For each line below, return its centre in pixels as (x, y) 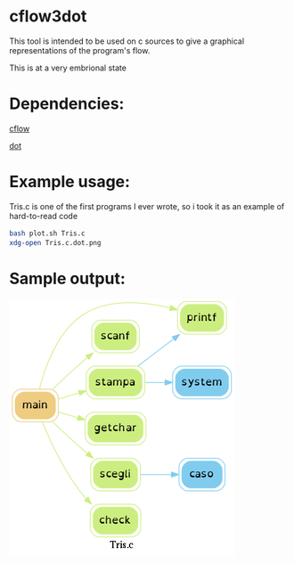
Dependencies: (67, 104)
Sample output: (68, 278)
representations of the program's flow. (80, 50)
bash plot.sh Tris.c (48, 233)
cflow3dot (48, 16)
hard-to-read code (44, 216)
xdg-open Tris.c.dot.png (55, 242)
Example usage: (70, 182)
